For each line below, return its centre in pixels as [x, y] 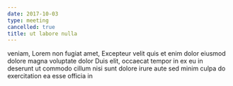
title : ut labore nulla [42, 33]
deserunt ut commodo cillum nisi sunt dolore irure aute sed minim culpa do [116, 68]
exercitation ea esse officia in [50, 76]
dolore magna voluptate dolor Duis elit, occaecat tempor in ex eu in [105, 61]
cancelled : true [31, 27]
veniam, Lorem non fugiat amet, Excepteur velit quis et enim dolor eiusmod [117, 54]
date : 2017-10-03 [33, 14]
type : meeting [28, 20]
